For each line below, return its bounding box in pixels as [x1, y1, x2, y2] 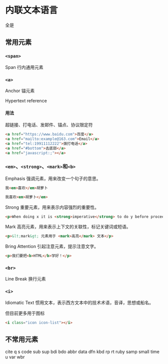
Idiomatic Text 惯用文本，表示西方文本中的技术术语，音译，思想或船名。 [5, 299, 154, 305]
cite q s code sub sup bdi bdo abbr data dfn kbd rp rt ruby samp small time [5, 348, 160, 355]
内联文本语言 [5, 4, 58, 16]
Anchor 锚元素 [5, 87, 35, 93]
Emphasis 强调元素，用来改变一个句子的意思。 [5, 175, 101, 181]
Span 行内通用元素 [5, 64, 43, 70]
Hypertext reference [5, 97, 47, 103]
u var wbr [5, 354, 25, 360]
